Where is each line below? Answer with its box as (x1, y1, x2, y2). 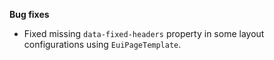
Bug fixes (9, 9, 50, 20)
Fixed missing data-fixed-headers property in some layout (23, 28, 265, 39)
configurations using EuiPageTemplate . (23, 39, 182, 50)
